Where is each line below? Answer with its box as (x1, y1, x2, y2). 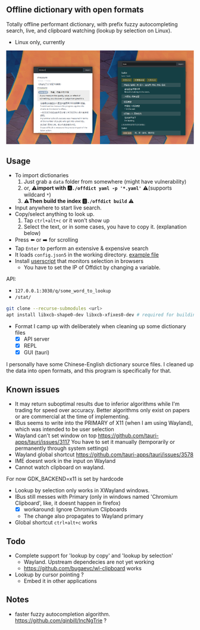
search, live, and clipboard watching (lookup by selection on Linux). (6, 27, 172, 34)
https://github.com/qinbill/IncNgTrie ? (14, 617, 107, 624)
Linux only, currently (14, 38, 65, 45)
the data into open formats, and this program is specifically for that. (6, 367, 171, 375)
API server (23, 335, 49, 342)
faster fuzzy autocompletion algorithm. (14, 610, 111, 617)
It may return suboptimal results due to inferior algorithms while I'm (14, 400, 180, 407)
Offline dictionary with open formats (6, 5, 144, 15)
